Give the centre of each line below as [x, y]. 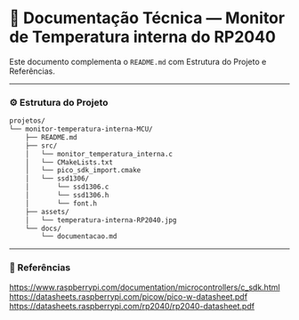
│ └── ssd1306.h [67, 196]
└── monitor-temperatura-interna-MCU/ [81, 129]
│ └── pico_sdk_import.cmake [83, 171]
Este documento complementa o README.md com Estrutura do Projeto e [138, 61]
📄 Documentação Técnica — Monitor [147, 18]
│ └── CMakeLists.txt [69, 162]
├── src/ [41, 146]
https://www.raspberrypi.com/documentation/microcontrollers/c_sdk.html [145, 287]
